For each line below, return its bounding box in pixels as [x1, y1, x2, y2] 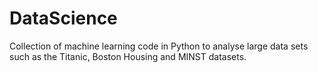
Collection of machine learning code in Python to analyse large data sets [9, 40, 309, 52]
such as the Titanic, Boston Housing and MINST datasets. [9, 50, 247, 62]
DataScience [9, 7, 118, 30]
